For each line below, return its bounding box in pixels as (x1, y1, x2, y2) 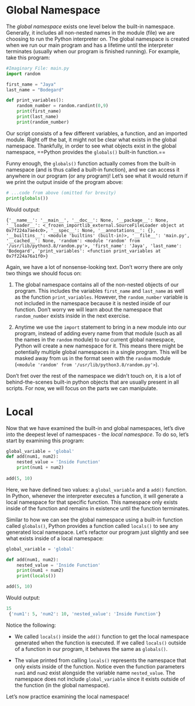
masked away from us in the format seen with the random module (14, 354, 171, 361)
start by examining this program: (6, 437, 85, 444)
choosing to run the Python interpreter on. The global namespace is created (6, 35, 189, 42)
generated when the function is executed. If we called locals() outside (14, 639, 186, 646)
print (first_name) (16, 108, 61, 114)
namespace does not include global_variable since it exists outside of (14, 675, 186, 683)
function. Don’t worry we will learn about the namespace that (14, 306, 162, 313)
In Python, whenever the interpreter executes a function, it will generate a (6, 492, 183, 499)
